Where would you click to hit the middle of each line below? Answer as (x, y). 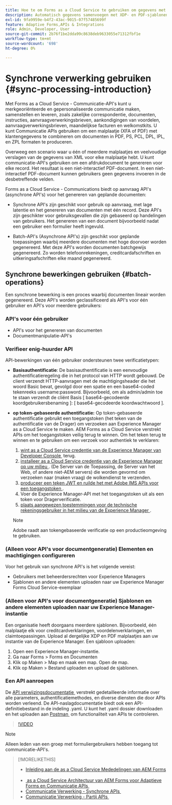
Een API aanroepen (29, 681)
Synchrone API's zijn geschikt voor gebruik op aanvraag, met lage (82, 204)
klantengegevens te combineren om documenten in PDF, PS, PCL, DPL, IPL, (85, 136)
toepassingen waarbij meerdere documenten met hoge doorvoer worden (90, 242)
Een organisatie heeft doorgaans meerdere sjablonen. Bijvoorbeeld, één (81, 625)
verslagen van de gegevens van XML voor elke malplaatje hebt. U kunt (80, 157)
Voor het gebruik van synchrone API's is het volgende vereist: (70, 567)
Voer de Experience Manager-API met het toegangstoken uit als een (92, 494)
